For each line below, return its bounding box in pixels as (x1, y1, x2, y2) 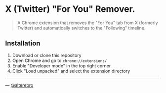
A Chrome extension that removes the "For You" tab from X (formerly (17, 20, 158, 26)
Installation (5, 39, 41, 48)
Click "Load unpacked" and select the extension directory (12, 68, 130, 74)
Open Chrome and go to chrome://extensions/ (12, 58, 107, 63)
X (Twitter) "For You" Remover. (5, 3, 135, 15)
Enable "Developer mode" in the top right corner (12, 62, 111, 68)
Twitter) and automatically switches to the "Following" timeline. (17, 25, 146, 31)
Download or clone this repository (12, 52, 82, 58)
